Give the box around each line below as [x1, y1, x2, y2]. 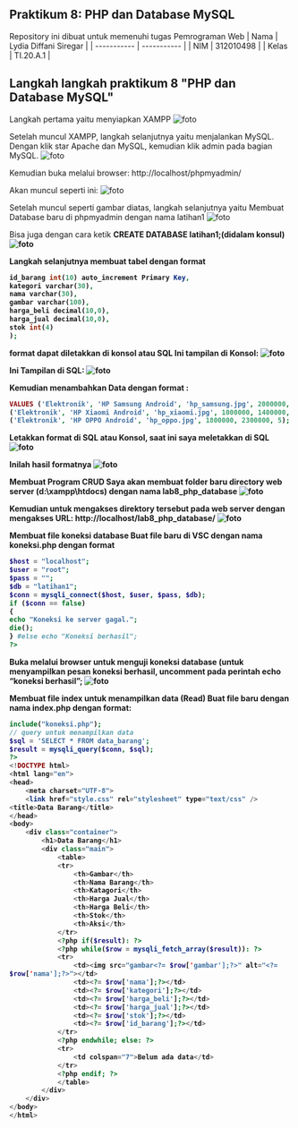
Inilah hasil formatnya [9, 459, 92, 470]
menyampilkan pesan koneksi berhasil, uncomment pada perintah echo [9, 666, 282, 677]
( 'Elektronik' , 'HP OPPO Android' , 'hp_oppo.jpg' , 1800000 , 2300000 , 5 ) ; [9, 416, 291, 425]
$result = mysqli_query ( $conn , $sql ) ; [9, 745, 154, 754]
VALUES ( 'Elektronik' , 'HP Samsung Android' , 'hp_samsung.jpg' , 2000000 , [9, 399, 291, 408]
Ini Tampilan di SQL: [9, 364, 85, 375]
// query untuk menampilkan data [9, 728, 134, 737]
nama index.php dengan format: [9, 702, 132, 713]
